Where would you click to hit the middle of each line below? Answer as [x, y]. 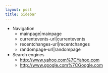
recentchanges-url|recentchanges [55, 44]
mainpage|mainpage [41, 34]
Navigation [23, 28]
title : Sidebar [21, 14]
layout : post [19, 10]
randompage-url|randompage [50, 49]
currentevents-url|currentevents [53, 39]
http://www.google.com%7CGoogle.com [61, 65]
